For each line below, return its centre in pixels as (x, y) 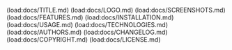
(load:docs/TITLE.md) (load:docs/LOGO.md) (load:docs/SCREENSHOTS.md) (116, 10)
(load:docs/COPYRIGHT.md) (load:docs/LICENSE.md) (84, 40)
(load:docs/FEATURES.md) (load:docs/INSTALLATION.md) (90, 17)
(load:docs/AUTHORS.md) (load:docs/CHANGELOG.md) (87, 32)
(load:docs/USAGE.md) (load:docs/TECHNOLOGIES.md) (87, 25)
